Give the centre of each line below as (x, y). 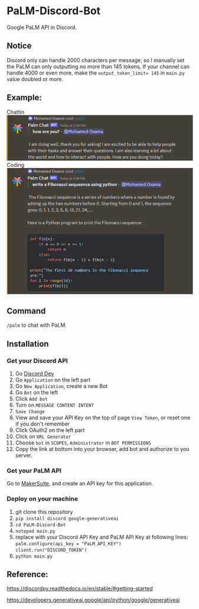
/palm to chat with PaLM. (37, 325)
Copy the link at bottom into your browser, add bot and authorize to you (102, 449)
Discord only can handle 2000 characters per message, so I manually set (96, 60)
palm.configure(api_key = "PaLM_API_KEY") (68, 544)
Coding (16, 165)
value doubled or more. (35, 79)
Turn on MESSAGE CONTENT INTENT (54, 405)
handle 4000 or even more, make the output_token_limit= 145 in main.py (96, 73)
